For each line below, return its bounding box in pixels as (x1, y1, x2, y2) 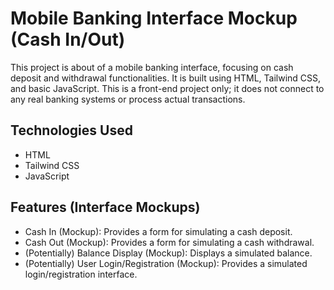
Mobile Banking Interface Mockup (10, 7, 298, 30)
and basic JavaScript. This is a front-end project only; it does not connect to (10, 82, 325, 94)
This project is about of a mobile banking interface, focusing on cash (10, 61, 294, 73)
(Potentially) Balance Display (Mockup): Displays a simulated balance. (24, 247, 313, 259)
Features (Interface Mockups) (10, 199, 201, 216)
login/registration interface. (24, 268, 138, 280)
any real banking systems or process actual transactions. (10, 93, 246, 105)
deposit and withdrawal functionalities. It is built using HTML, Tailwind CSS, (10, 72, 322, 84)
